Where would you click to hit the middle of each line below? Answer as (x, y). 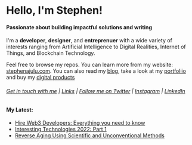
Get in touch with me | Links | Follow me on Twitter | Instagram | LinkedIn (96, 91)
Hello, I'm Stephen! (55, 10)
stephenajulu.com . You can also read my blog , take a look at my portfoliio (96, 71)
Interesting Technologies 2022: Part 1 (61, 129)
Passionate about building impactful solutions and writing (79, 27)
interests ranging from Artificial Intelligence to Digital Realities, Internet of (96, 47)
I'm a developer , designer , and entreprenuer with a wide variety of (89, 41)
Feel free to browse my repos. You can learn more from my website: (90, 65)
